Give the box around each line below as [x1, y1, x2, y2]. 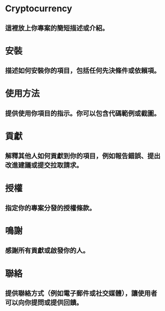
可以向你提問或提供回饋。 [5, 299, 83, 307]
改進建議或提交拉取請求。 [5, 161, 83, 170]
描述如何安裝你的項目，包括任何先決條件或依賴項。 [5, 67, 161, 75]
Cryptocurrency [5, 3, 72, 14]
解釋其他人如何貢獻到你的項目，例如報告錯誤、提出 [5, 152, 161, 160]
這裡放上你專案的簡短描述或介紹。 [5, 24, 109, 32]
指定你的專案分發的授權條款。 [5, 204, 96, 212]
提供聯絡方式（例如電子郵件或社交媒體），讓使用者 [5, 289, 158, 298]
